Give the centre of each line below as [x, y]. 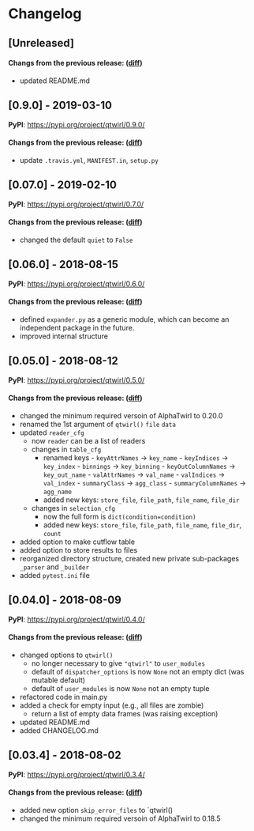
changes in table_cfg [66, 449]
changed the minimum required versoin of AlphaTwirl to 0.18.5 [120, 818]
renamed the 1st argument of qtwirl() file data [97, 424]
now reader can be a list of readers [88, 440]
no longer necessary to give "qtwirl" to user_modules [118, 663]
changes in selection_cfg [73, 508]
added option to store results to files [78, 550]
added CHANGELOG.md [59, 730]
